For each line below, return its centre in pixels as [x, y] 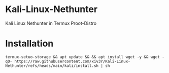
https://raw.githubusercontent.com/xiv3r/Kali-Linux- [72, 61]
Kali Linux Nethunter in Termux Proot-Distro [51, 23]
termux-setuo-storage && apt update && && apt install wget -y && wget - [85, 57]
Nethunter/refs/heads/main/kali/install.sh [52, 66]
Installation [29, 44]
